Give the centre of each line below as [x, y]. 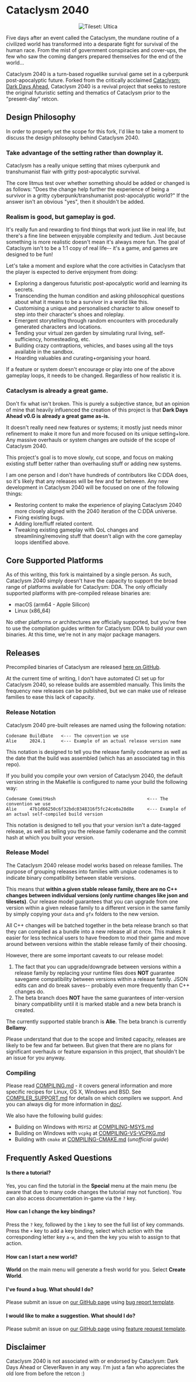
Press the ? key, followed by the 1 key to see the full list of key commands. [95, 1225]
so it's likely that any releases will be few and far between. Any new [87, 481]
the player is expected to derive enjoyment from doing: [72, 272]
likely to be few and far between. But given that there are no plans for [89, 1045]
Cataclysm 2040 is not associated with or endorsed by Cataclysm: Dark [92, 1361]
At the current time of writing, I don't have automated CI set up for [85, 678]
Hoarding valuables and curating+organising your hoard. [83, 358]
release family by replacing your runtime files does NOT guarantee [94, 973]
